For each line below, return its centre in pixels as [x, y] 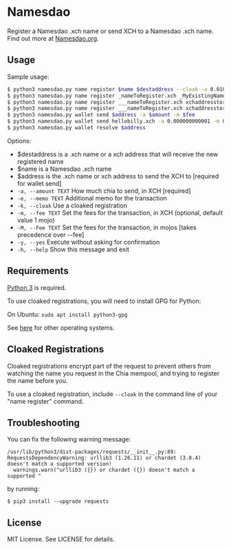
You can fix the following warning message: [69, 439]
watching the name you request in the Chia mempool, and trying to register [113, 373]
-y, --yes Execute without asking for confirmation [88, 242]
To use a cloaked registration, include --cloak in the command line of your [112, 394]
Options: [19, 141]
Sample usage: [28, 76]
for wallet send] [39, 183]
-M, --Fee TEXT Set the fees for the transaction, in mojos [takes [107, 227]
